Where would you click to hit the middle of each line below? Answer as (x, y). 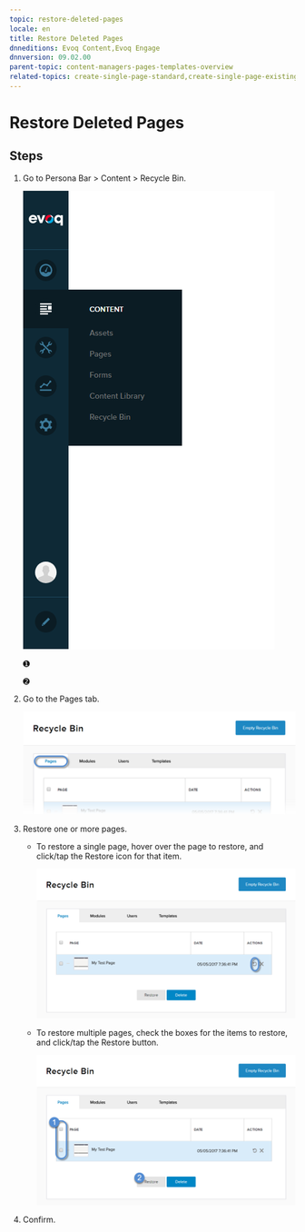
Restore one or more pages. (75, 829)
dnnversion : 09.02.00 (50, 58)
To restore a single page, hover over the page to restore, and (150, 846)
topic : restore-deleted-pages (67, 19)
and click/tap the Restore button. (97, 1043)
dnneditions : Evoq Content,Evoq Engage (85, 48)
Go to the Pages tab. (61, 699)
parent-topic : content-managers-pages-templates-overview (121, 67)
